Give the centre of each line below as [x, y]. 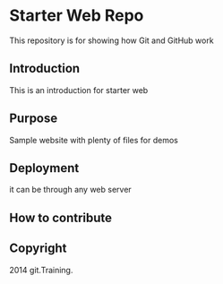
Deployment [44, 168]
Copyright [38, 249]
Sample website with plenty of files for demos [94, 140]
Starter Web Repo [77, 16]
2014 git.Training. [41, 270]
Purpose [34, 119]
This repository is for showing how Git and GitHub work [111, 40]
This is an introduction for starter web [79, 90]
